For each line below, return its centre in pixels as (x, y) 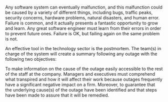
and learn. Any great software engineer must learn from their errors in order (83, 28)
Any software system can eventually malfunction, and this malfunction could (84, 7)
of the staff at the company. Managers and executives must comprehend (80, 74)
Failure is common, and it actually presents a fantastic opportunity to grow (82, 23)
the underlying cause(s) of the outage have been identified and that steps (81, 90)
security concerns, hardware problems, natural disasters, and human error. (82, 18)
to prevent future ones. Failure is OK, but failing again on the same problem (82, 34)
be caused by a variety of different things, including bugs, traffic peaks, (79, 12)
